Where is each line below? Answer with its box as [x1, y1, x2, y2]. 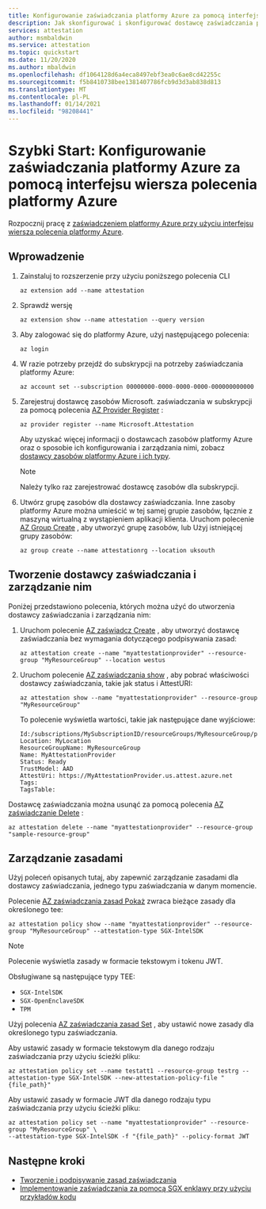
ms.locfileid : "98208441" [8, 108, 93, 116]
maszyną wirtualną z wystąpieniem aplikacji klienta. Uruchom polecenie [19, 514, 255, 524]
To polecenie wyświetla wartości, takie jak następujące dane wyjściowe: [19, 714, 256, 724]
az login [19, 345, 49, 353]
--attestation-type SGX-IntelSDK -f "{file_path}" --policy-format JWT [8, 1133, 249, 1141]
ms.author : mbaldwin [8, 64, 77, 71]
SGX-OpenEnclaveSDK [19, 997, 85, 1005]
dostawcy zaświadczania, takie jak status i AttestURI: [19, 678, 193, 687]
